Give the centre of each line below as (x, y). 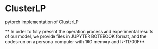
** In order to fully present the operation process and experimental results (79, 31)
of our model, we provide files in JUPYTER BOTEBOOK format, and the (76, 36)
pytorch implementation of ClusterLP (42, 22)
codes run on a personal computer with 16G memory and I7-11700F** (75, 41)
